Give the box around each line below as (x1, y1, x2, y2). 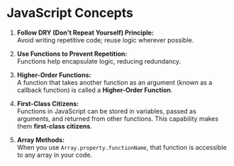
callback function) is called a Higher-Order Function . (16, 85, 173, 94)
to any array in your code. (16, 150, 93, 159)
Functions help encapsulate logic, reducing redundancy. (16, 57, 182, 65)
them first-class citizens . (16, 121, 93, 130)
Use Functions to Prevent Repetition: (16, 49, 128, 58)
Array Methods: (16, 136, 65, 144)
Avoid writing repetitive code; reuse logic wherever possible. (16, 35, 194, 44)
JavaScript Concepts (6, 5, 134, 21)
